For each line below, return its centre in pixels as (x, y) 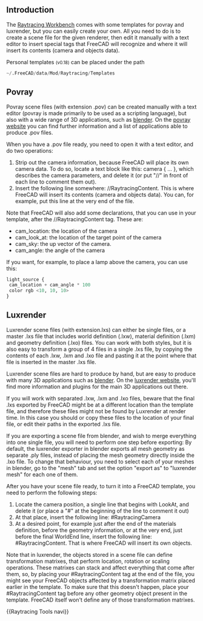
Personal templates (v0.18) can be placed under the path (75, 62)
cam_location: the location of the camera (66, 231)
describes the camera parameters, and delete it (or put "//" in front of (101, 175)
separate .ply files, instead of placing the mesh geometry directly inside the (101, 455)
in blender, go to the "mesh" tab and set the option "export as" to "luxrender (101, 468)
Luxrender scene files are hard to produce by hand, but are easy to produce (101, 374)
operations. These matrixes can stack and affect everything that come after (101, 567)
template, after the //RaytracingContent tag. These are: (75, 219)
